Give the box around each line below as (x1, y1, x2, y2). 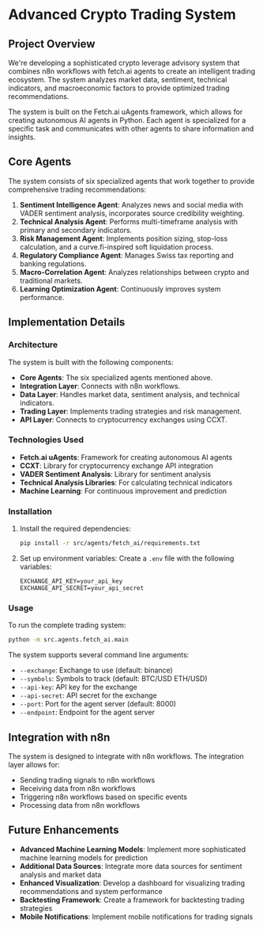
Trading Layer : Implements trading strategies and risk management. (19, 406, 242, 416)
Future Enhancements (8, 824, 120, 837)
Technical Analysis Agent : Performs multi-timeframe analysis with (19, 216, 239, 227)
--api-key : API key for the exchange (19, 683, 138, 692)
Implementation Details (8, 315, 126, 329)
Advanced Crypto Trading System (8, 6, 237, 24)
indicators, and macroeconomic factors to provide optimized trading (8, 83, 231, 93)
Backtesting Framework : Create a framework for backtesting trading (19, 895, 245, 904)
